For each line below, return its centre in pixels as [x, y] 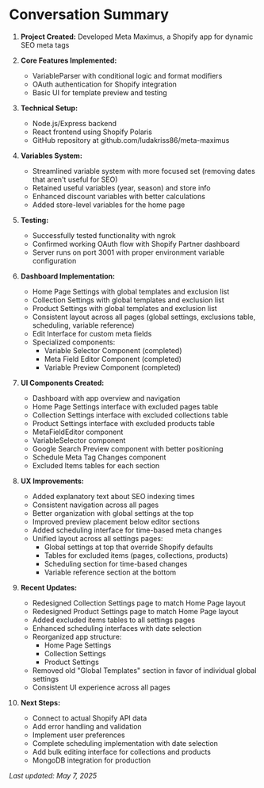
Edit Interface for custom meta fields [92, 333]
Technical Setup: [49, 108]
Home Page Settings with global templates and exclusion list [131, 291]
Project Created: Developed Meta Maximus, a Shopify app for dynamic [137, 37]
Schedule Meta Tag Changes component [99, 457]
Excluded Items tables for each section [96, 465]
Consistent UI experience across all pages [101, 687]
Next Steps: [40, 702]
